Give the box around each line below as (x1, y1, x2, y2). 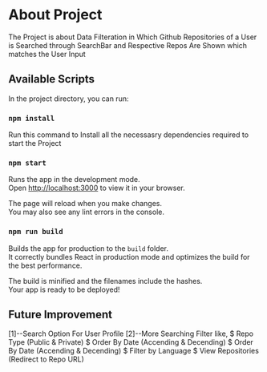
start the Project (8, 139, 62, 148)
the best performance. (8, 261, 83, 270)
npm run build (8, 227, 63, 237)
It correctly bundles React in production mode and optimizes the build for (8, 252, 250, 261)
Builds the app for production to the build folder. (8, 243, 169, 253)
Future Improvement (8, 308, 112, 321)
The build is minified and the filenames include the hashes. (8, 276, 203, 285)
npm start (8, 158, 47, 168)
